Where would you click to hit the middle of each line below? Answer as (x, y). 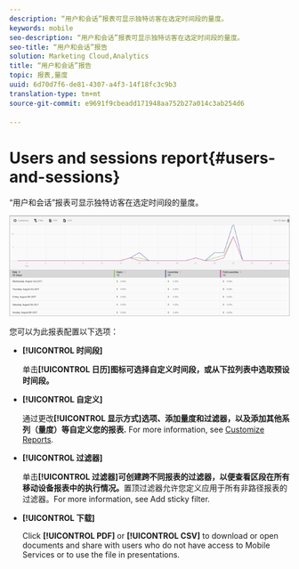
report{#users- (218, 158)
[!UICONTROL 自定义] (62, 400)
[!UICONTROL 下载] (58, 518)
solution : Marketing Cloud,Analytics (79, 57)
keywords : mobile (41, 28)
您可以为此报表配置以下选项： (64, 332)
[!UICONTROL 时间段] (62, 351)
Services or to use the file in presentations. (101, 555)
